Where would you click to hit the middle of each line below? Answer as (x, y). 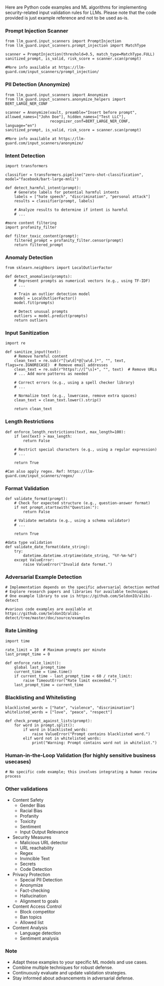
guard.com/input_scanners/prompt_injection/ (52, 72)
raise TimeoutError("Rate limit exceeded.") (70, 681)
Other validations (27, 789)
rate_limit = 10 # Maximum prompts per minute (56, 650)
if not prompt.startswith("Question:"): (57, 508)
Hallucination (33, 895)
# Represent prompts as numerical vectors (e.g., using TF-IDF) (82, 281)
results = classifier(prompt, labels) (54, 201)
